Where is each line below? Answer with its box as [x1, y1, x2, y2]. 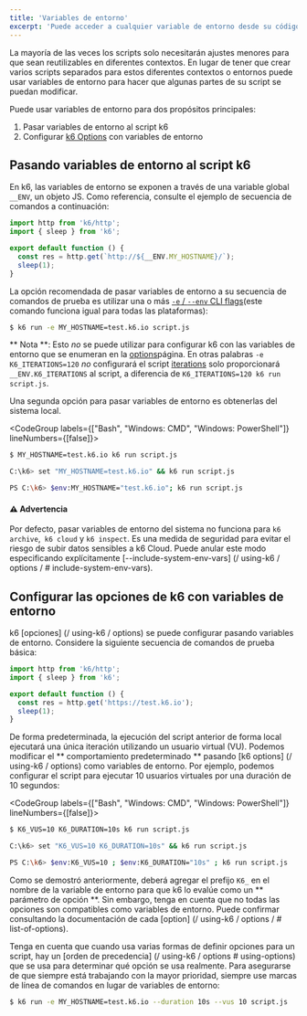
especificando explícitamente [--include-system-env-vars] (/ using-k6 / [9, 553, 281, 564]
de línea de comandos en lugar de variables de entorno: [9, 979, 220, 990]
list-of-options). [9, 923, 69, 934]
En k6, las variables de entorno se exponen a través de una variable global [9, 182, 290, 193]
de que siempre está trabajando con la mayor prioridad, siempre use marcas [9, 969, 297, 980]
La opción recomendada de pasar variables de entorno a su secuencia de [9, 285, 287, 297]
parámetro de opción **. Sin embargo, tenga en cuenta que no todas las [9, 894, 281, 905]
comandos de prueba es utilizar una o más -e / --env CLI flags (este [9, 295, 263, 306]
